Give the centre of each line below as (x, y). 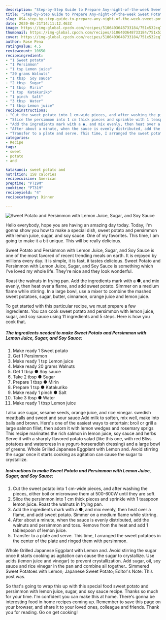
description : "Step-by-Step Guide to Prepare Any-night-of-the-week (77, 10)
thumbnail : (17, 33)
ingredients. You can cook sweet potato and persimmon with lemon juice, (80, 311)
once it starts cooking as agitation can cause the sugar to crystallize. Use (80, 555)
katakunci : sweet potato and (35, 170)
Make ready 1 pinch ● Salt (40, 392)
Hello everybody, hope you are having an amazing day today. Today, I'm (79, 225)
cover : (12, 37)
